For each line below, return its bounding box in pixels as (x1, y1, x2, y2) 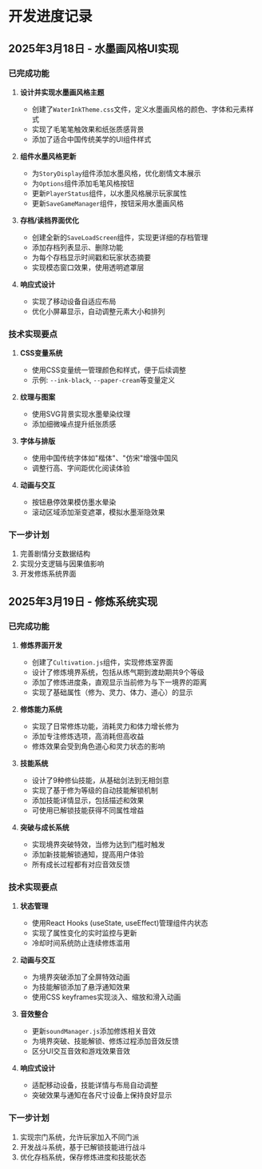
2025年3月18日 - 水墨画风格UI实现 (8, 42, 179, 55)
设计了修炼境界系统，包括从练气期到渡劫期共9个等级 (31, 668, 205, 677)
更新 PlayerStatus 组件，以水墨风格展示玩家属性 (31, 188, 188, 198)
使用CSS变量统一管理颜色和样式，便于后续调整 (31, 365, 186, 375)
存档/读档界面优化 (19, 215, 80, 225)
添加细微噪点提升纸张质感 (31, 420, 117, 429)
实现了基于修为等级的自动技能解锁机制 (31, 785, 158, 795)
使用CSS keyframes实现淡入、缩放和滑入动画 (31, 992, 181, 1002)
